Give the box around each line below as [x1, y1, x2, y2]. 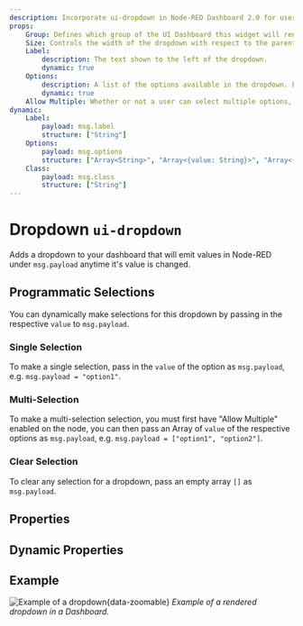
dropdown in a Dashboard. [9, 606, 110, 617]
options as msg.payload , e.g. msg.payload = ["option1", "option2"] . [9, 433, 263, 444]
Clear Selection [9, 456, 78, 468]
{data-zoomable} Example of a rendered [106, 596, 257, 608]
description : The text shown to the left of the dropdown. [41, 55, 269, 64]
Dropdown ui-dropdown [9, 220, 182, 240]
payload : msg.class [41, 172, 115, 181]
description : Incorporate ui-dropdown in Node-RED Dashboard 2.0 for [9, 13, 277, 23]
